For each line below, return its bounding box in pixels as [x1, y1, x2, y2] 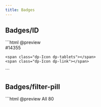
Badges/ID [5, 26, 39, 35]
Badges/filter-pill [5, 82, 61, 91]
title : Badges [5, 7, 35, 13]
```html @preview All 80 [5, 96, 54, 102]
